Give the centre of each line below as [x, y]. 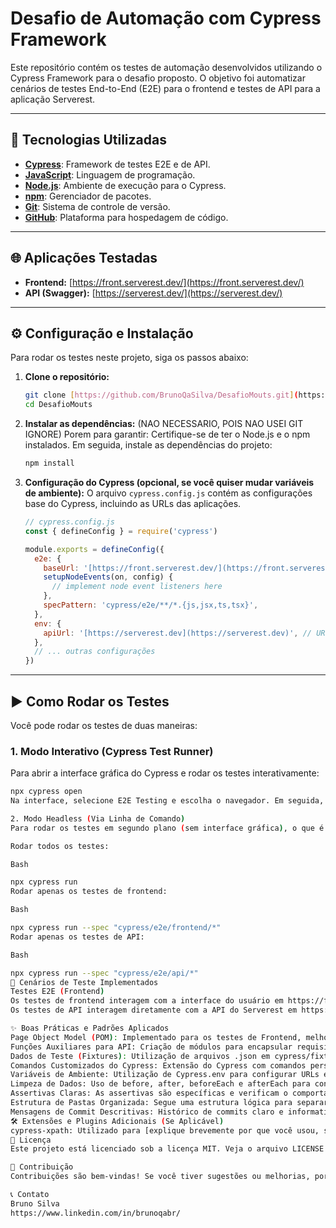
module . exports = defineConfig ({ [94, 549]
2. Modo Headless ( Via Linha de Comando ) [98, 818]
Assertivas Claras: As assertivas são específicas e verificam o [149, 1093]
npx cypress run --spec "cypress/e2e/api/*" [104, 973]
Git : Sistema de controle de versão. [97, 206]
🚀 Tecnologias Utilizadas [88, 140]
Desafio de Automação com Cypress [166, 18]
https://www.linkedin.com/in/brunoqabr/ [96, 1213]
